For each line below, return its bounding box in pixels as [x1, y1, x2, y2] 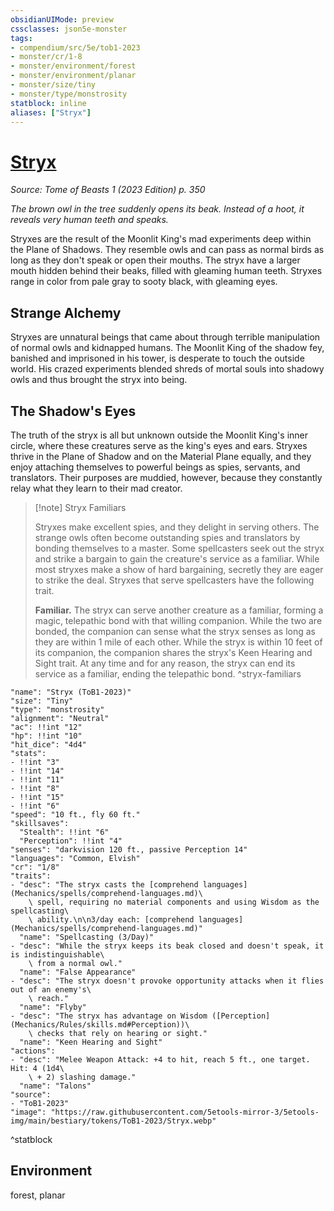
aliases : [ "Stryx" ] [10, 107, 92, 118]
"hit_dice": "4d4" [10, 739, 87, 750]
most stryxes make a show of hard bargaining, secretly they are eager [34, 563, 324, 575]
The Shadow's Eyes [10, 402, 137, 420]
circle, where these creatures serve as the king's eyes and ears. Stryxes [10, 439, 308, 451]
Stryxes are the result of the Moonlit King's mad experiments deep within [10, 233, 312, 245]
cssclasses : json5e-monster [10, 24, 128, 34]
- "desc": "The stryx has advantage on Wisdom [10, 1011, 208, 1021]
